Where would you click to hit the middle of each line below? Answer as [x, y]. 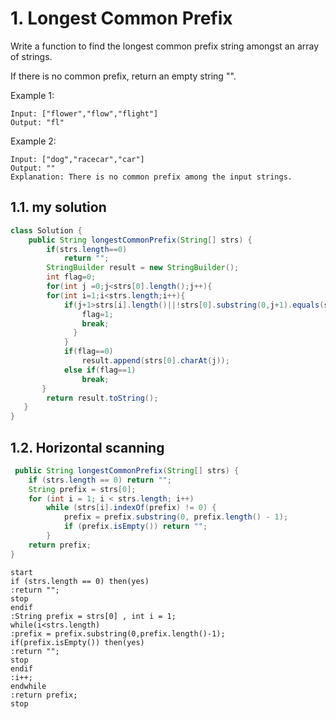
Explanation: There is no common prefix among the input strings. [151, 177]
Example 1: [32, 95]
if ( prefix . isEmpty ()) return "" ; [135, 527]
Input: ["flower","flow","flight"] [84, 113]
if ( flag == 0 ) [88, 352]
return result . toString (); [102, 398]
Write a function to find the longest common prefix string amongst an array [165, 46]
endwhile [28, 686]
